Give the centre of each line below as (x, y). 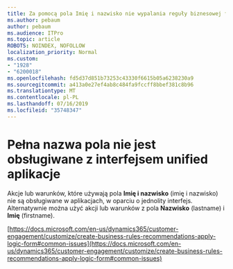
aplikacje (34, 174)
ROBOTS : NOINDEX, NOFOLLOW (46, 46)
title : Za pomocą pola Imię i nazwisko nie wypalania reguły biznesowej (114, 14)
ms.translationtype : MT (42, 91)
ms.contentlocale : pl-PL (43, 98)
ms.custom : (23, 59)
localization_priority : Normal (52, 53)
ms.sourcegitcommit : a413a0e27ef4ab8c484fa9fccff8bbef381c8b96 (101, 85)
